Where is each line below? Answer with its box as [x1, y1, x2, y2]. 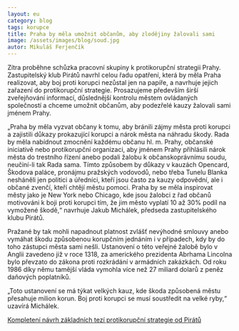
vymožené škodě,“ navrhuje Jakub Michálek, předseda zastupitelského [7, 206, 217, 214]
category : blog [7, 17, 53, 24]
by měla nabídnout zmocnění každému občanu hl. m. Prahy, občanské [7, 138, 214, 146]
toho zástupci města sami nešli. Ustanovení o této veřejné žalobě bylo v [7, 243, 218, 250]
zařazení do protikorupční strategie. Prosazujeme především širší [7, 86, 198, 94]
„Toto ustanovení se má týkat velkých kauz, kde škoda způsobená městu [7, 287, 221, 295]
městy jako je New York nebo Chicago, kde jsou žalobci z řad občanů [7, 190, 212, 199]
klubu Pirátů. [7, 213, 45, 222]
